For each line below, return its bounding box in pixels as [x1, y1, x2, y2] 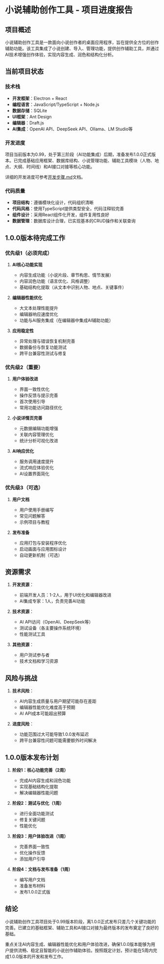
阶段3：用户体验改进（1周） [12, 833, 68, 839]
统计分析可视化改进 [19, 438, 59, 444]
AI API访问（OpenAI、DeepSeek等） [19, 619, 94, 625]
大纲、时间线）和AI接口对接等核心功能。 [13, 164, 95, 169]
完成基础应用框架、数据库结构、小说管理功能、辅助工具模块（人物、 [18, 157, 155, 163]
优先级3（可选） [5, 484, 44, 491]
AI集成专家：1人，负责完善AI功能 [19, 598, 85, 604]
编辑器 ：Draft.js [12, 120, 44, 125]
